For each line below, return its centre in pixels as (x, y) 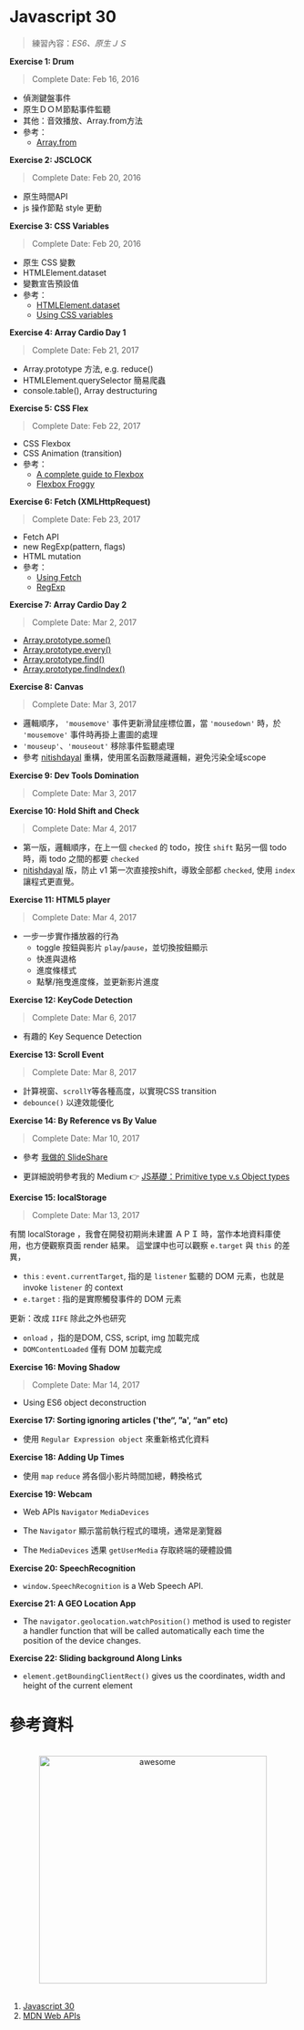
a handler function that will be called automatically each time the (144, 1630)
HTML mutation (52, 556)
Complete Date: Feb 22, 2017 (86, 425)
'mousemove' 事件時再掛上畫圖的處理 (90, 734)
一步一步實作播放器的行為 (71, 936)
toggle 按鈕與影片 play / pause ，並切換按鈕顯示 (122, 947)
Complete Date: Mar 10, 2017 (86, 1138)
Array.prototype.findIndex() (74, 669)
